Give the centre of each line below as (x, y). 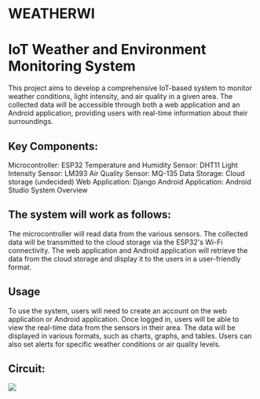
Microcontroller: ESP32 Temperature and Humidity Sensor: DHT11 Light (123, 165)
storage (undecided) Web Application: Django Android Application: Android (130, 181)
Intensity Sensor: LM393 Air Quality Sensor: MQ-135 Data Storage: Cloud (126, 173)
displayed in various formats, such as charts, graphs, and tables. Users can (130, 335)
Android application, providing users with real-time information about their (128, 113)
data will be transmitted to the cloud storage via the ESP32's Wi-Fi (115, 242)
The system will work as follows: (90, 215)
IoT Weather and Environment (107, 50)
